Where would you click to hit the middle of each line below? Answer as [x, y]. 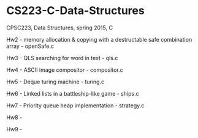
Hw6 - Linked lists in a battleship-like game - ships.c [73, 93]
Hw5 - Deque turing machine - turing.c [55, 82]
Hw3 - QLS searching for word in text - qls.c [62, 58]
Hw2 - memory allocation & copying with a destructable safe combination [99, 39]
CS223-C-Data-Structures [76, 11]
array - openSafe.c [30, 46]
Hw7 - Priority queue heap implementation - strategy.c [75, 105]
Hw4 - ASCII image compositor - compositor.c [65, 70]
